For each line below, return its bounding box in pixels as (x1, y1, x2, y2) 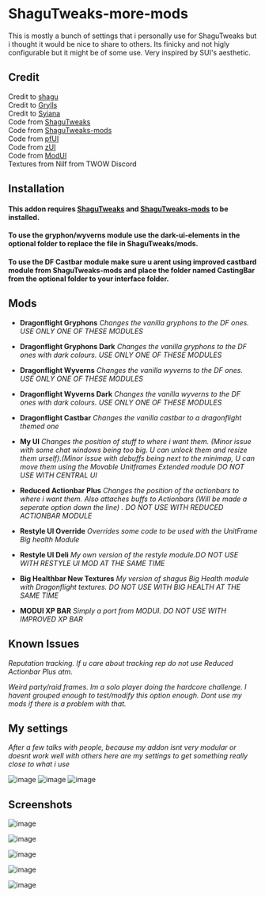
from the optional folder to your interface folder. (8, 274, 169, 283)
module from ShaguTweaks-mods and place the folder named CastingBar (8, 265, 256, 275)
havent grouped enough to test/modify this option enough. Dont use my (8, 690, 243, 700)
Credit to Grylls (8, 100, 58, 109)
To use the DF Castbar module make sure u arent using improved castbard (8, 257, 257, 266)
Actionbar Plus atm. (8, 667, 74, 676)
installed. (8, 212, 40, 222)
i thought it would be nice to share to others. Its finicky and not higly (8, 39, 230, 48)
